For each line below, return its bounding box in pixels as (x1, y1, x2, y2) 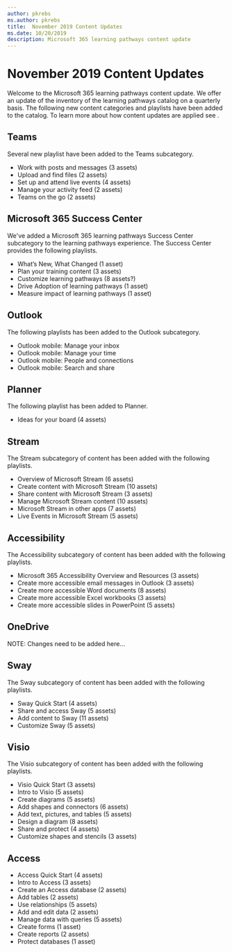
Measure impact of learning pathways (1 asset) (17, 289, 152, 298)
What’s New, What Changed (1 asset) (17, 259, 124, 268)
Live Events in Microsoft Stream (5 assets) (17, 512, 139, 520)
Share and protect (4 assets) (17, 825, 99, 833)
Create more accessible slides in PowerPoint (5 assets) (17, 601, 176, 609)
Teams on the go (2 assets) (17, 193, 96, 201)
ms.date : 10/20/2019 (7, 29, 67, 37)
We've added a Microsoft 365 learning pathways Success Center (7, 231, 194, 240)
